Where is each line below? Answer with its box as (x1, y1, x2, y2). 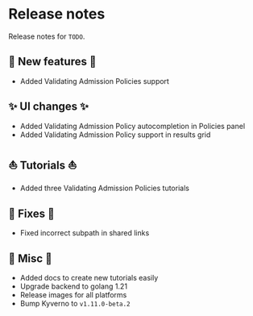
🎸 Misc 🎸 (8, 252, 52, 265)
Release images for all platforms (19, 290, 127, 299)
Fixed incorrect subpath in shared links (19, 228, 150, 238)
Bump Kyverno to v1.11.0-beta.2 (19, 299, 131, 308)
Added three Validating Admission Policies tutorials (19, 183, 189, 193)
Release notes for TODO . (8, 31, 85, 41)
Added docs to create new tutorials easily (19, 273, 159, 282)
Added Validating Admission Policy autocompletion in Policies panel (19, 121, 246, 131)
